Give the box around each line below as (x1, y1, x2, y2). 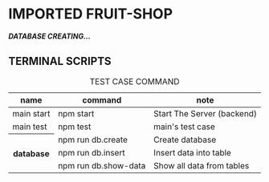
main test (12, 121, 47, 132)
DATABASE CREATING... (8, 31, 91, 41)
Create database (153, 134, 217, 145)
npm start (57, 107, 95, 119)
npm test (57, 121, 92, 132)
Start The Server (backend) (153, 107, 257, 119)
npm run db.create (57, 134, 128, 145)
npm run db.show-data (57, 160, 146, 172)
